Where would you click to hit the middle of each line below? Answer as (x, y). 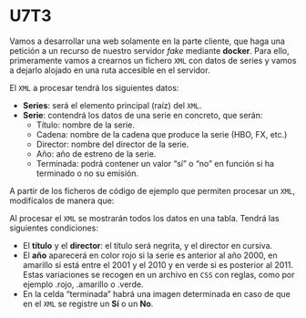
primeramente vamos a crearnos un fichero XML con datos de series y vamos (153, 60)
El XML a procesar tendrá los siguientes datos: (94, 87)
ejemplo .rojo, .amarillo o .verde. (83, 284)
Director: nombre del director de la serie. (112, 144)
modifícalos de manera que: (62, 200)
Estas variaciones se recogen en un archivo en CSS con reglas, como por (158, 274)
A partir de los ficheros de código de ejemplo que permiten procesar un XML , (153, 190)
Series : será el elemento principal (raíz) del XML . (112, 105)
